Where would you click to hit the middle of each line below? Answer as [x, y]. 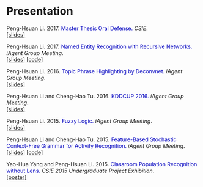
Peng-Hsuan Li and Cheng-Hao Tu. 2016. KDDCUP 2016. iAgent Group [95, 96]
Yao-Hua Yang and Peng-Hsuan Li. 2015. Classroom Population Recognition [102, 164]
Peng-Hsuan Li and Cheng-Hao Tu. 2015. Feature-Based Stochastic [91, 139]
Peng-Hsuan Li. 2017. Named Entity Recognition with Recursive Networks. [99, 46]
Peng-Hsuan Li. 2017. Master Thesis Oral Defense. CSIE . [77, 28]
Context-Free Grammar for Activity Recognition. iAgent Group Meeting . [96, 145]
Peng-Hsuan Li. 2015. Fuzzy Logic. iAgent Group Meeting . [79, 121]
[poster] [17, 177]
